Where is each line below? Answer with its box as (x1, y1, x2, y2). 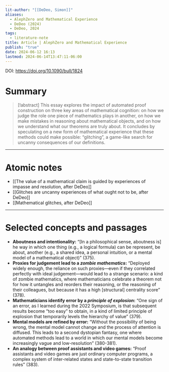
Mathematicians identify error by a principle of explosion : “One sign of (12, 298, 163, 304)
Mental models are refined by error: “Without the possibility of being (12, 319, 156, 325)
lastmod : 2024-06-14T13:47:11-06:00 (5, 54, 82, 59)
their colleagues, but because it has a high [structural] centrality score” (12, 287, 160, 293)
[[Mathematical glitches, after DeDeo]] (12, 200, 92, 206)
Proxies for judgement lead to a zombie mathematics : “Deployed (12, 260, 150, 266)
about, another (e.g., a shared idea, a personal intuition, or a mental (12, 249, 152, 255)
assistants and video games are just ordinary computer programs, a (12, 351, 153, 357)
